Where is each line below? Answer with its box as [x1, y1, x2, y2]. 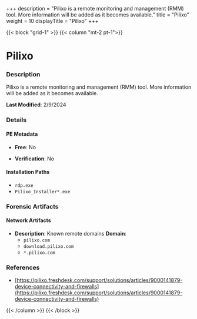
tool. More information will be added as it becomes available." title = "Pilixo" [6, 11, 190, 18]
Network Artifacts [6, 217, 51, 224]
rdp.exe [14, 182, 34, 189]
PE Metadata [6, 130, 38, 137]
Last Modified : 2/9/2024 [6, 101, 66, 108]
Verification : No [14, 155, 55, 162]
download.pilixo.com [23, 243, 74, 249]
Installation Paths [6, 169, 50, 176]
